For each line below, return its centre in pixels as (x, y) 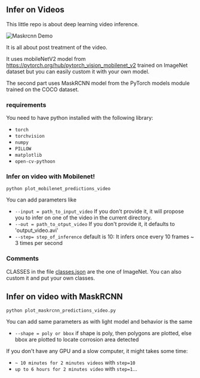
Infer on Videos (35, 10)
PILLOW (23, 149)
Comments (22, 259)
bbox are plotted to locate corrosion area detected (77, 339)
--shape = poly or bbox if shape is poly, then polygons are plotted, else (103, 333)
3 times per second (39, 243)
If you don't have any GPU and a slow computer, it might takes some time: (97, 351)
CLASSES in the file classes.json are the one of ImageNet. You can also (94, 271)
